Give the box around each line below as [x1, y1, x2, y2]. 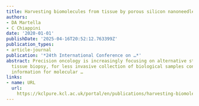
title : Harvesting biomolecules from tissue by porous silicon [6, 8, 166, 15]
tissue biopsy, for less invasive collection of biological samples [11, 63, 184, 69]
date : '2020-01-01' [6, 31, 54, 37]
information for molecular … [11, 69, 84, 75]
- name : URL [6, 80, 36, 86]
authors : [6, 14, 28, 20]
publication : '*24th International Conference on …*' [6, 52, 142, 58]
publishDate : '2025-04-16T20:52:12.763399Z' [6, 36, 118, 42]
